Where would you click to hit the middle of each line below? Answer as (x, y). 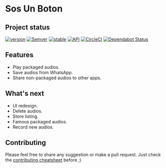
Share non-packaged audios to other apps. (57, 78)
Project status (28, 27)
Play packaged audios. (36, 67)
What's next (25, 94)
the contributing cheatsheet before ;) (43, 160)
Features (19, 55)
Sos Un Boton (34, 9)
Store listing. (25, 116)
